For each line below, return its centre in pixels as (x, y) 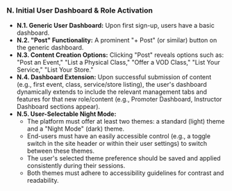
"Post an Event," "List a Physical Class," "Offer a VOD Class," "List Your (118, 63)
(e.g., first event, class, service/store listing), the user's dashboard (111, 85)
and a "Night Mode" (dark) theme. (75, 129)
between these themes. (61, 151)
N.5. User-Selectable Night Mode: (66, 114)
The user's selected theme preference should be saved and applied (124, 158)
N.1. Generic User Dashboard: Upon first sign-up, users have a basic (115, 26)
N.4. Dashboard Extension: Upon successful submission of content (114, 77)
